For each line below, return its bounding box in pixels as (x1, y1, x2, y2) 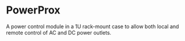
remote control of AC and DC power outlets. (6, 29, 112, 36)
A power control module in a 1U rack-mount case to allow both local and (6, 23, 179, 30)
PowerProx (6, 4, 61, 17)
